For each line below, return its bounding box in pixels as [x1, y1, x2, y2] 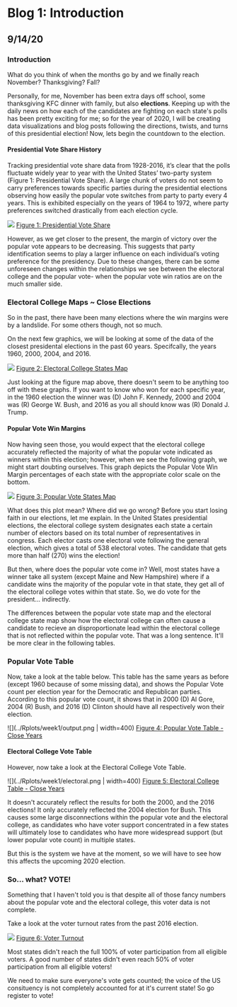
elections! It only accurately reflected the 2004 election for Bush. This [7, 805, 212, 815]
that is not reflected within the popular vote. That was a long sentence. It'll [7, 631, 224, 640]
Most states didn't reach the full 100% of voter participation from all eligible [7, 948, 228, 956]
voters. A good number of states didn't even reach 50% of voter [7, 955, 195, 964]
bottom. [7, 478, 30, 486]
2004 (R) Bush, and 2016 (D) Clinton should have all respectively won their [7, 702, 225, 710]
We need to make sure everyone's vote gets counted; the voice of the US [7, 977, 221, 985]
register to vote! [7, 991, 54, 1000]
